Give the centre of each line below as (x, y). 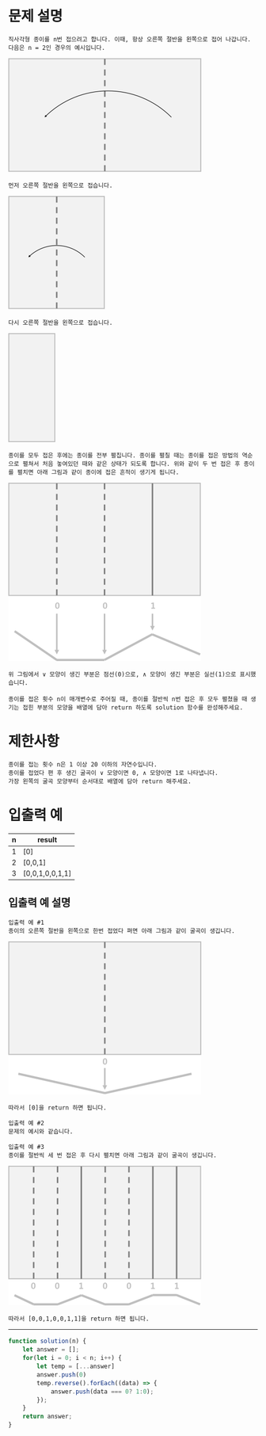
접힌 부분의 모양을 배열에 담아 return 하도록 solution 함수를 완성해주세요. (133, 707)
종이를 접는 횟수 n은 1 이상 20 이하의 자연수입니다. (83, 764)
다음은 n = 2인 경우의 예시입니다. (57, 48)
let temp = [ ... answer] (76, 1366)
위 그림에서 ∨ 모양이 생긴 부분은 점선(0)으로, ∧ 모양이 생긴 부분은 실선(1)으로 (122, 674)
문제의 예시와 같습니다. (41, 1132)
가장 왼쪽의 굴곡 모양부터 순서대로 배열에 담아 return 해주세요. (100, 781)
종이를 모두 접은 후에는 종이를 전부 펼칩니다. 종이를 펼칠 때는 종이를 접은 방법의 (123, 455)
